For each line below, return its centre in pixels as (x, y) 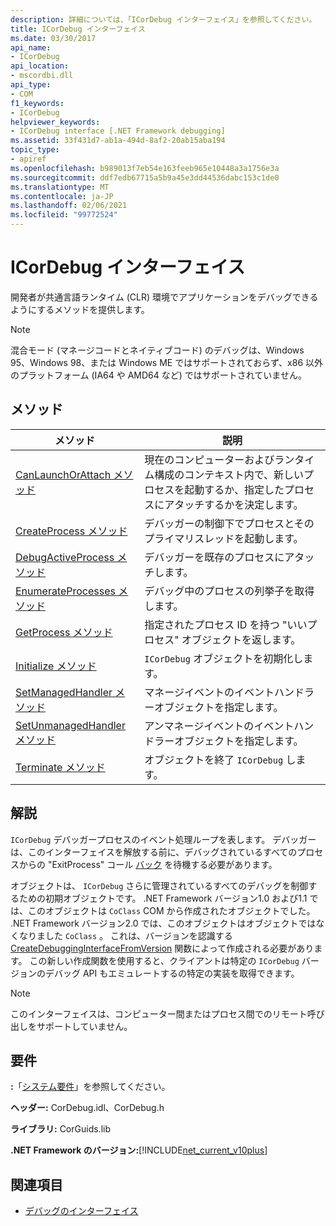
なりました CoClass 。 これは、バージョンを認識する (125, 935)
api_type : (31, 85)
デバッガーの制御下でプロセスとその (229, 523)
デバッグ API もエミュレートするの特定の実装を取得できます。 (172, 973)
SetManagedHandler (64, 692)
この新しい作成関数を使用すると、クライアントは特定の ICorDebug (164, 960)
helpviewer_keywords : (55, 122)
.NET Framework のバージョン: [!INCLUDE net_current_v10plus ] (139, 1150)
